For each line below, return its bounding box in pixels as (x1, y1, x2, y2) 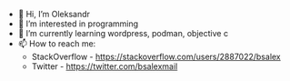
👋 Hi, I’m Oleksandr (17, 9, 91, 19)
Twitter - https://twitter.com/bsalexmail (31, 61, 178, 72)
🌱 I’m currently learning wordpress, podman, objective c (17, 28, 229, 38)
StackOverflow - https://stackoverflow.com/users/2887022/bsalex (31, 51, 282, 62)
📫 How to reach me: (17, 38, 96, 49)
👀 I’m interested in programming (17, 18, 139, 29)
